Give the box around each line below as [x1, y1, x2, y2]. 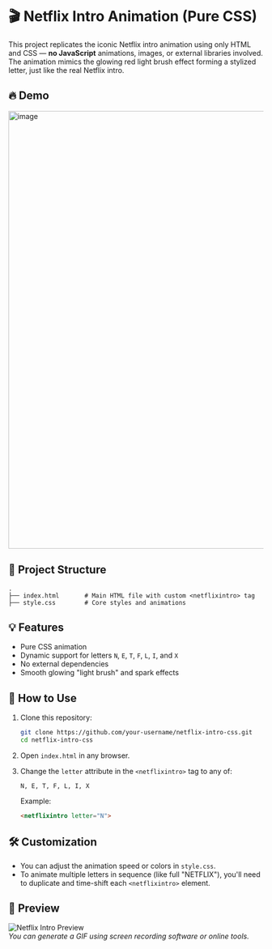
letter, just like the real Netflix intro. [8, 65, 125, 74]
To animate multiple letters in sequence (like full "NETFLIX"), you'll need [19, 869, 261, 879]
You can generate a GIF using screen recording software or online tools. [8, 931, 249, 941]
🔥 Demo [8, 89, 50, 103]
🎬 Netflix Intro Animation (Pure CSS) [8, 7, 257, 26]
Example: [19, 796, 52, 806]
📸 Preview [8, 901, 60, 916]
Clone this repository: [19, 713, 92, 722]
